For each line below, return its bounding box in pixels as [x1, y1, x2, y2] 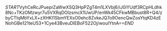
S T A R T [5, 4, 20, 10]
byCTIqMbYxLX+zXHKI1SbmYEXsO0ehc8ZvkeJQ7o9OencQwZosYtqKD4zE [5, 15, 161, 20]
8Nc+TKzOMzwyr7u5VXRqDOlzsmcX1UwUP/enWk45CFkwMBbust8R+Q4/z [5, 9, 162, 15]
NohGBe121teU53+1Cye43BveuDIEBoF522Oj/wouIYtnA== [5, 20, 125, 26]
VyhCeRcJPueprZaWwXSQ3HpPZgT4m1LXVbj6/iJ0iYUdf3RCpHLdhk [19, 4, 162, 10]
